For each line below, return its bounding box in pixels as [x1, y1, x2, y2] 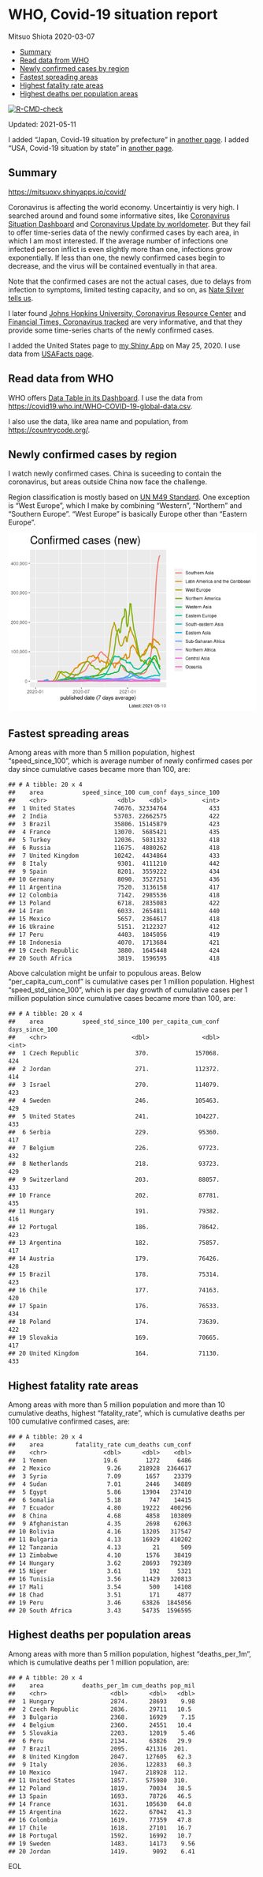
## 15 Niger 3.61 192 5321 [8, 1567, 192, 1575]
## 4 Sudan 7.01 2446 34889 [8, 1480, 192, 1488]
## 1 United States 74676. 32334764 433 [8, 804, 220, 813]
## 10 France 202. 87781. [8, 1191, 220, 1200]
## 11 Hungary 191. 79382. [8, 1207, 220, 1216]
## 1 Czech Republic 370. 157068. [8, 1049, 220, 1058]
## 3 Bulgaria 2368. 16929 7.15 [8, 1713, 195, 1721]
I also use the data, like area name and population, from [8, 416, 189, 426]
